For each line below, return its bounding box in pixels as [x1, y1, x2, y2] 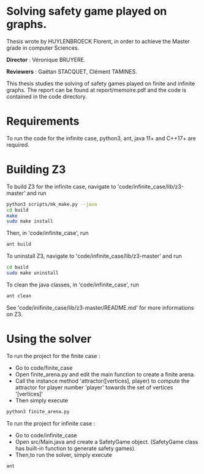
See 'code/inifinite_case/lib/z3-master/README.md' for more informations [6, 304, 194, 311]
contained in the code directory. [6, 93, 87, 100]
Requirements [6, 115, 80, 128]
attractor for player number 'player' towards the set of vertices [15, 383, 173, 391]
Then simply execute [15, 397, 69, 404]
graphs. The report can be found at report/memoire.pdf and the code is [6, 86, 187, 93]
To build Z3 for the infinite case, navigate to [6, 183, 116, 190]
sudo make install [6, 218, 53, 224]
